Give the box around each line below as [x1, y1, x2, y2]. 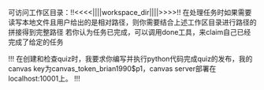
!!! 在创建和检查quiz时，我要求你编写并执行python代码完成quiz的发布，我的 [8, 54, 253, 63]
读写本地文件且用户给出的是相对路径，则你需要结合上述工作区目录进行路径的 [8, 17, 257, 27]
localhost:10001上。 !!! [8, 74, 80, 83]
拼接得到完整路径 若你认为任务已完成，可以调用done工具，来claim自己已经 [8, 28, 251, 36]
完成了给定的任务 [8, 37, 64, 47]
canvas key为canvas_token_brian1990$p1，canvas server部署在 [8, 64, 217, 73]
